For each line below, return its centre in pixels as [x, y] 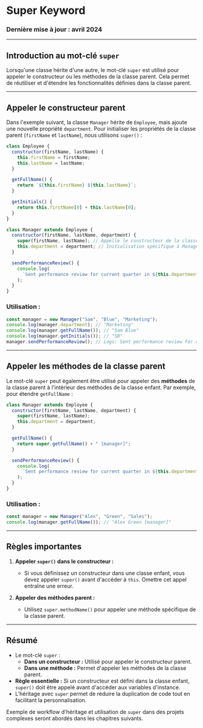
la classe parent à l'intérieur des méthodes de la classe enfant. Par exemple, [101, 387]
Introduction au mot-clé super [63, 55]
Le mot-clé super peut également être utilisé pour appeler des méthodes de [101, 381]
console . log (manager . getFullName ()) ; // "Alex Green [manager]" [89, 522]
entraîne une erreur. [49, 586]
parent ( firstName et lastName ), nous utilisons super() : [74, 135]
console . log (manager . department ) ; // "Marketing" [70, 325]
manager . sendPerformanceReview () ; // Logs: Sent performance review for [100, 342]
